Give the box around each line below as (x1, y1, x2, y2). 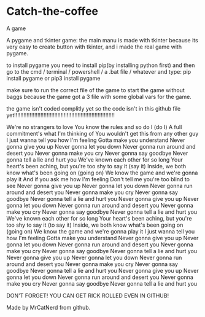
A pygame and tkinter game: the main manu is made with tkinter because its (6, 36, 198, 44)
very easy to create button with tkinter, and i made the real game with (6, 43, 182, 50)
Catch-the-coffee (6, 4, 99, 18)
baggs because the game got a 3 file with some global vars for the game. (6, 93, 191, 100)
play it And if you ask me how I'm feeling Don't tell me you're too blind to (6, 175, 190, 182)
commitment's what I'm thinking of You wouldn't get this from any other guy (6, 130, 199, 137)
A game (6, 25, 26, 32)
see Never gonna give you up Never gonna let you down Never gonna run (6, 182, 193, 189)
